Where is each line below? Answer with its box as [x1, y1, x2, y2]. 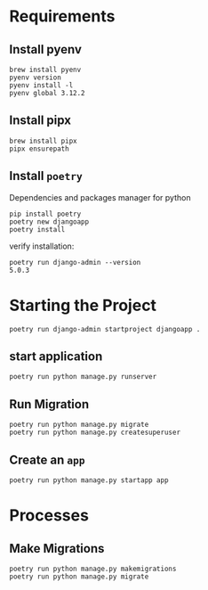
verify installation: [9, 241, 75, 251]
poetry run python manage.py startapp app [9, 476, 169, 485]
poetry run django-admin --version [9, 258, 141, 266]
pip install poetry [9, 209, 82, 218]
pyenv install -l [9, 81, 74, 90]
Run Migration [9, 397, 90, 412]
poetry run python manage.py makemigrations [9, 564, 177, 573]
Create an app [9, 452, 85, 467]
